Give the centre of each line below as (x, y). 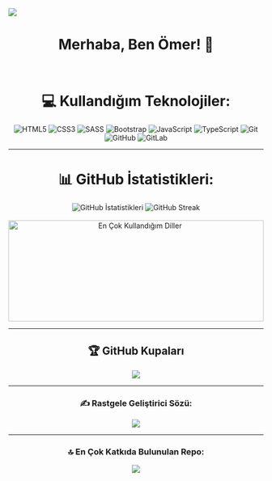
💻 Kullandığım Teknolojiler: (136, 101)
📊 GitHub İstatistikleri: (136, 180)
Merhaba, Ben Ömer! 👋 (136, 45)
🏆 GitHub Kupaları (136, 351)
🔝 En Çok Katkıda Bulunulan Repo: (136, 451)
